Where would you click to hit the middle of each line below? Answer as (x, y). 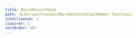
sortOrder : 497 (21, 28)
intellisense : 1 (22, 19)
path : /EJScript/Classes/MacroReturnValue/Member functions (68, 14)
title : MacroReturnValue (31, 10)
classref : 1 (17, 23)
